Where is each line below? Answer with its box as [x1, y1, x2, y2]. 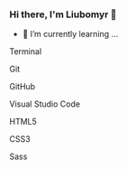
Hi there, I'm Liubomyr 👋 [9, 8, 117, 21]
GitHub [9, 81, 36, 92]
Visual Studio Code [9, 99, 81, 109]
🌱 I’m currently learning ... [22, 29, 119, 40]
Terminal [9, 46, 42, 57]
